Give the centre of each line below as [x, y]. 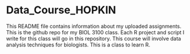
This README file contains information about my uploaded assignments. [94, 26]
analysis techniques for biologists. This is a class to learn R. [78, 45]
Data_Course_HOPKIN [61, 10]
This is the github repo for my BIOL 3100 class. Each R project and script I [95, 32]
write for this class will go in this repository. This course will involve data [94, 38]
